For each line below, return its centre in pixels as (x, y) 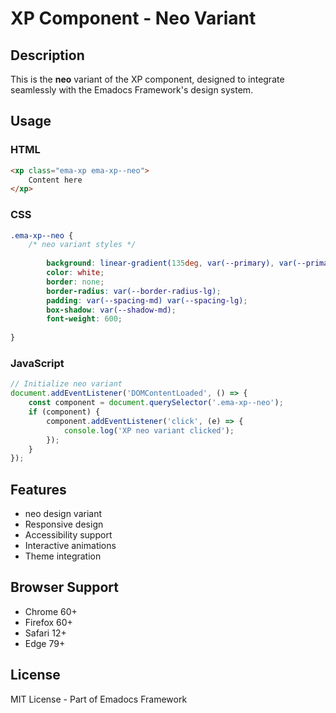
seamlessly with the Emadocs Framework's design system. (132, 90)
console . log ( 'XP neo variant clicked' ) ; (149, 430)
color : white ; (75, 273)
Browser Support (65, 587)
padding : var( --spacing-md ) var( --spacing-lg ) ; (147, 300)
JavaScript (37, 364)
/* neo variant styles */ (82, 245)
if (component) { (64, 412)
